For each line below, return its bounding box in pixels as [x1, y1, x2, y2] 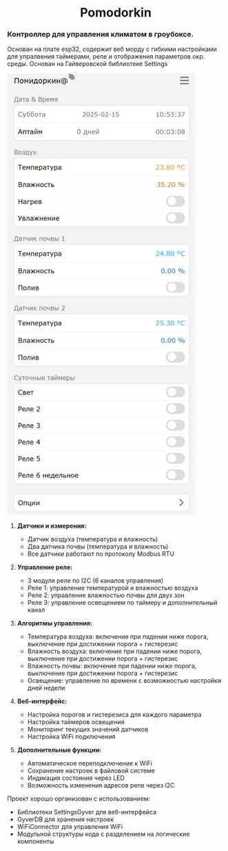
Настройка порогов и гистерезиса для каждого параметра [27, 710, 202, 719]
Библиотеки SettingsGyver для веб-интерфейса [17, 808, 157, 817]
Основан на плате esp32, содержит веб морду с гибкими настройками [7, 45, 217, 53]
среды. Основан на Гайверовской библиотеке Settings [7, 60, 168, 68]
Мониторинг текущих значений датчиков [27, 725, 149, 734]
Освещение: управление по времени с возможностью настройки [27, 677, 222, 685]
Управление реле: [17, 563, 73, 572]
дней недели [27, 684, 65, 692]
